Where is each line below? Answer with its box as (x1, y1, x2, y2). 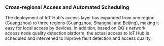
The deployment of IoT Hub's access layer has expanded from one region (5, 15, 155, 21)
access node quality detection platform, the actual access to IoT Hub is (5, 31, 149, 36)
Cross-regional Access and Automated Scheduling (5, 4, 130, 11)
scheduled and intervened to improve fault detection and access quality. (5, 35, 152, 41)
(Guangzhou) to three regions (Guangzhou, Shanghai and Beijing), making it (5, 20, 159, 26)
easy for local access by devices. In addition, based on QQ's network (5, 25, 146, 31)
